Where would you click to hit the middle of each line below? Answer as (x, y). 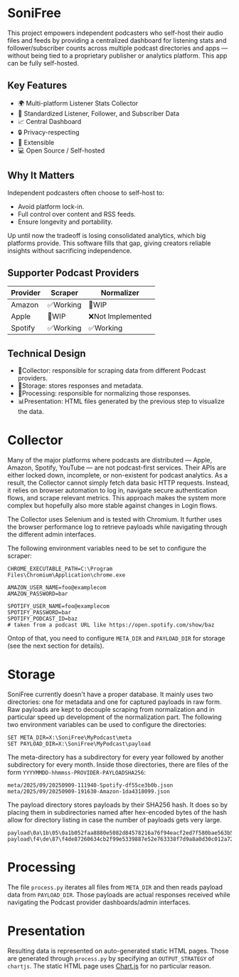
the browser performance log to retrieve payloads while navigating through (117, 527)
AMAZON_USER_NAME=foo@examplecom (57, 588)
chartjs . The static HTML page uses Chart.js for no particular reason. (109, 966)
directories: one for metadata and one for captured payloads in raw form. (115, 702)
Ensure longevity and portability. (65, 222)
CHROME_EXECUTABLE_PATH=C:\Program (60, 569)
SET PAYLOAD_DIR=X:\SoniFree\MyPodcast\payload (79, 744)
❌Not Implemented (120, 316)
